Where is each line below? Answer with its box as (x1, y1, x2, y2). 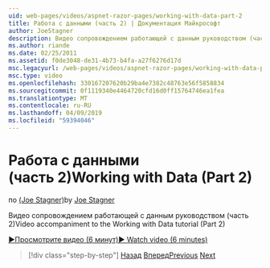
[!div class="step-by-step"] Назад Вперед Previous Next (27, 250, 215, 260)
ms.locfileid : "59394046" (8, 117, 95, 125)
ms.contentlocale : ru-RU (8, 101, 92, 109)
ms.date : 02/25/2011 (8, 49, 78, 57)
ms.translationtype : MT (8, 94, 88, 102)
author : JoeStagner (8, 27, 74, 35)
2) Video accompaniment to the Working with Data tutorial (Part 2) (8, 219, 226, 229)
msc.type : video (8, 72, 63, 80)
